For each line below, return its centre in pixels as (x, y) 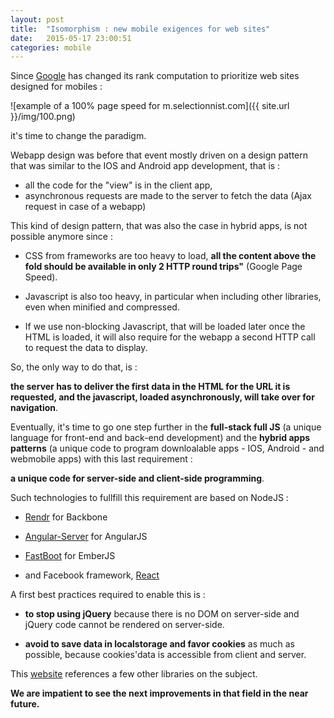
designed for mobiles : (56, 87)
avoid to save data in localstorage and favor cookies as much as (159, 644)
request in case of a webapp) (85, 207)
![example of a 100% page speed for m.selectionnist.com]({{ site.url (150, 106)
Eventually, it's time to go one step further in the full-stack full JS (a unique (166, 427)
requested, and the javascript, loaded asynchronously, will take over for (162, 397)
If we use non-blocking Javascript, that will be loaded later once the (165, 327)
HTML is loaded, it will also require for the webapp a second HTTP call (170, 337)
